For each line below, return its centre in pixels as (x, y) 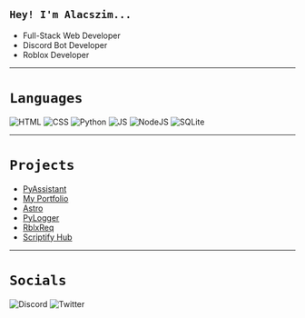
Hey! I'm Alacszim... (70, 15)
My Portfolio (45, 198)
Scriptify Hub (47, 237)
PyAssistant (44, 189)
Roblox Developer (56, 55)
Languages (46, 98)
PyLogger (41, 217)
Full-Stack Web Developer (71, 35)
